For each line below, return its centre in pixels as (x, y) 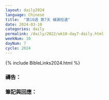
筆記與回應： (21, 92)
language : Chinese (25, 15)
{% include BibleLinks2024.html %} (43, 63)
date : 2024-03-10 (24, 24)
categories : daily (25, 29)
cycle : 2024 (18, 48)
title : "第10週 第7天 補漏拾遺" (38, 19)
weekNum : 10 (18, 39)
